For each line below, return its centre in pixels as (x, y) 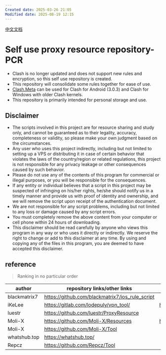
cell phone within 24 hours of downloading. (57, 222)
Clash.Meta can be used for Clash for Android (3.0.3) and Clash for (81, 89)
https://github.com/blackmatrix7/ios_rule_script (99, 297)
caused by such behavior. (39, 170)
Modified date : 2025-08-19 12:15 (40, 14)
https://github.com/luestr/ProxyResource (92, 313)
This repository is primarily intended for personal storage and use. (80, 100)
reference (21, 264)
